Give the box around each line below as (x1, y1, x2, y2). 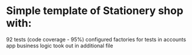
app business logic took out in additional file (6, 42, 113, 49)
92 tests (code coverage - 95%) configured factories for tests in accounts (6, 36, 186, 43)
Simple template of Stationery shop (6, 4, 184, 18)
